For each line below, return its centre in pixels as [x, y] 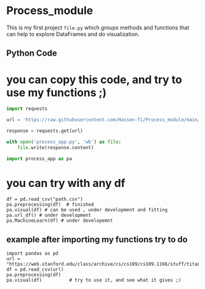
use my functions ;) [56, 93]
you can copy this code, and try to [94, 79]
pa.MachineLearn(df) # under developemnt [60, 221]
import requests [27, 109]
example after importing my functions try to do [97, 239]
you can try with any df [66, 183]
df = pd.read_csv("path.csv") [45, 199]
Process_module [50, 11]
